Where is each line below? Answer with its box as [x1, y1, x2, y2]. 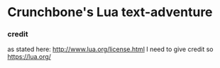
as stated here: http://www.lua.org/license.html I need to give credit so [7, 45, 214, 53]
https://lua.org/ [7, 53, 52, 61]
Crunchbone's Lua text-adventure [7, 4, 213, 20]
